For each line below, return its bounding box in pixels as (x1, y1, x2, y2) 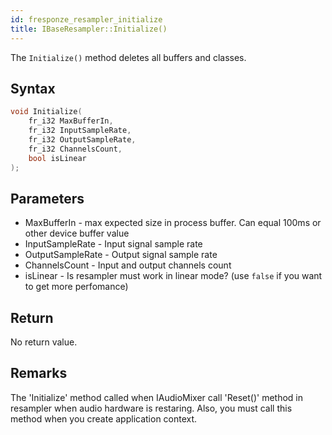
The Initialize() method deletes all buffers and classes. (10, 51, 247, 63)
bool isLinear (28, 153, 87, 163)
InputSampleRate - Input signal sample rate (24, 238, 203, 250)
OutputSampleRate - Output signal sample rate (24, 249, 218, 261)
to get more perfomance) (24, 281, 129, 293)
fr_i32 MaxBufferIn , (28, 116, 114, 126)
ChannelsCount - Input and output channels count (24, 259, 232, 271)
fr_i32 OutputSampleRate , (28, 134, 137, 145)
